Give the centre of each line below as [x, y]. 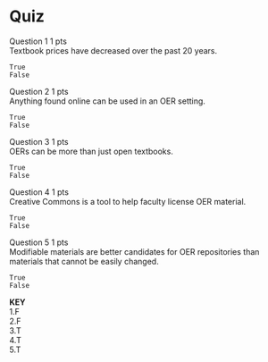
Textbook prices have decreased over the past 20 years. [113, 50]
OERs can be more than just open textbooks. [92, 151]
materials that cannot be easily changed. [84, 261]
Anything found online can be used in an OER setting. [107, 101]
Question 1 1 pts [38, 41]
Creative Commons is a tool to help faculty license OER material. [128, 201]
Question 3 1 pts [39, 141]
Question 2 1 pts [39, 91]
